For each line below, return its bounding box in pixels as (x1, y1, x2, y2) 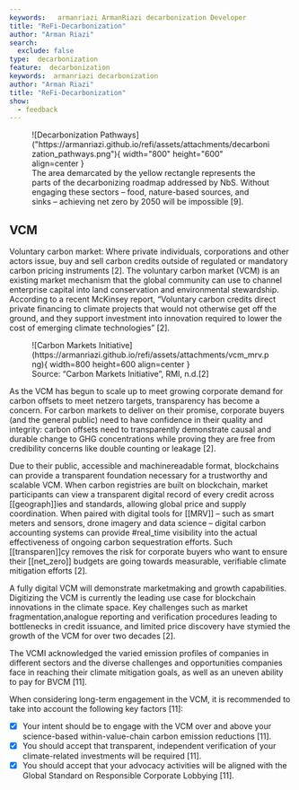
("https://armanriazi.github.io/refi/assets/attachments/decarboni (31, 139, 270, 150)
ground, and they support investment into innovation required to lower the (9, 313, 283, 324)
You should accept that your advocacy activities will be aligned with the (22, 760, 287, 771)
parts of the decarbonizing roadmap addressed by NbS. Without (31, 177, 269, 189)
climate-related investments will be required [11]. (22, 750, 202, 761)
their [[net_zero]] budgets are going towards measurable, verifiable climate (9, 556, 287, 566)
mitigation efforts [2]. (9, 566, 88, 576)
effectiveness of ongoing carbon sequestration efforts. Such (9, 537, 233, 548)
